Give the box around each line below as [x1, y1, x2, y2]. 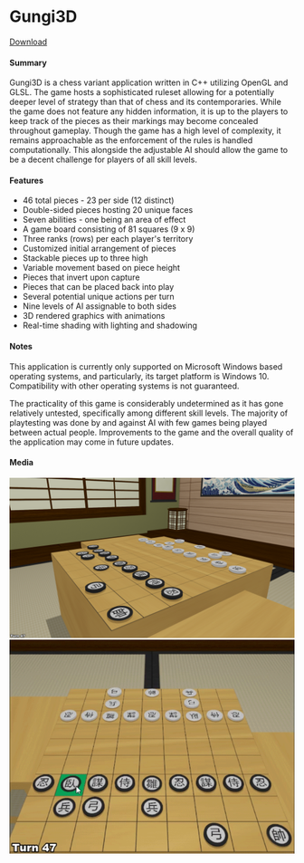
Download [9, 36, 48, 47]
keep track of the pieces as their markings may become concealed [9, 116, 259, 127]
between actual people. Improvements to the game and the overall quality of [9, 427, 294, 437]
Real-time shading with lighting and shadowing [22, 320, 197, 331]
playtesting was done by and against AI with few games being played [9, 417, 268, 427]
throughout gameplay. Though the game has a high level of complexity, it [9, 125, 282, 137]
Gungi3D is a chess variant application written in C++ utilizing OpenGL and [9, 77, 289, 88]
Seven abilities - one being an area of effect [22, 215, 186, 225]
